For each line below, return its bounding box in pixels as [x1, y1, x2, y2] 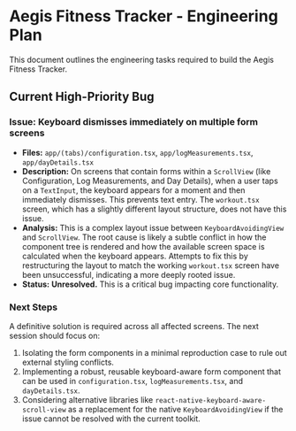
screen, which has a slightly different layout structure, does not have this [21, 204, 287, 214]
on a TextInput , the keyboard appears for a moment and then [21, 184, 246, 196]
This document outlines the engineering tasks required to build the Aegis [9, 54, 274, 65]
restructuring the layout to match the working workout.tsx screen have [21, 259, 280, 271]
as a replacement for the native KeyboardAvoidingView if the [67, 404, 284, 414]
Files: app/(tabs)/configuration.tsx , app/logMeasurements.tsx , [21, 147, 254, 158]
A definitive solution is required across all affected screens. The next [9, 320, 259, 331]
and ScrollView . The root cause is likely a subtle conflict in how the [21, 232, 267, 242]
